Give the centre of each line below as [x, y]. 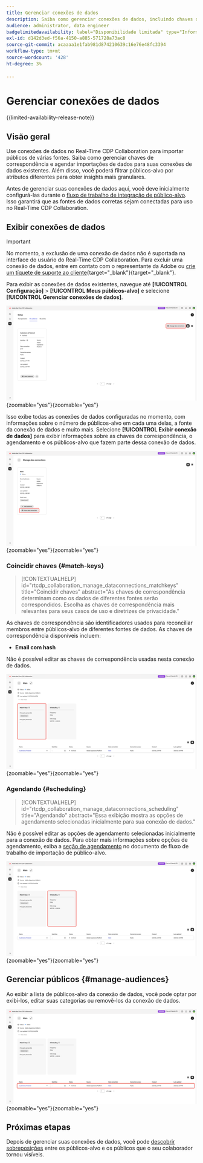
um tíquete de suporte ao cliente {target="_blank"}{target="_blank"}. [91, 273]
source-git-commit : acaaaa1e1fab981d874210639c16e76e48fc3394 [86, 45]
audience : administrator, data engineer [58, 25]
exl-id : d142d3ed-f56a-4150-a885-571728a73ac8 [66, 38]
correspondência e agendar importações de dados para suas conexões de [99, 164]
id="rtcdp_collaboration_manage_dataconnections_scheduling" [100, 808]
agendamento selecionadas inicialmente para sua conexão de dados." [108, 821]
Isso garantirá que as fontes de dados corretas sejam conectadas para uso [100, 201]
